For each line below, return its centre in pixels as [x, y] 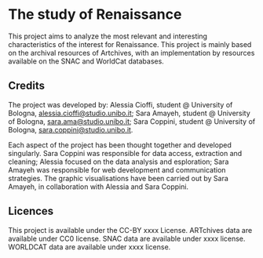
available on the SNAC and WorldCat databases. [86, 61]
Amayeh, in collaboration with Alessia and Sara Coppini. [99, 187]
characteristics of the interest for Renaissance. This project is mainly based [130, 44]
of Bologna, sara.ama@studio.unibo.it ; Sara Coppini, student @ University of [132, 121]
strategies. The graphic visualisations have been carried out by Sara [119, 178]
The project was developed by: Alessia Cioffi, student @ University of [121, 104]
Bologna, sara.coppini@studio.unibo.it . [71, 129]
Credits [27, 86]
